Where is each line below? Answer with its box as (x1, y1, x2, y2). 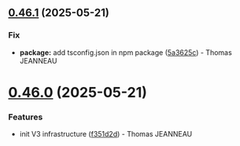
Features (8, 111, 43, 122)
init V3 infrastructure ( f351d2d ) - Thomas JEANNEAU (19, 130, 193, 139)
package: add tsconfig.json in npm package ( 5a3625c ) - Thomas (19, 47, 232, 57)
